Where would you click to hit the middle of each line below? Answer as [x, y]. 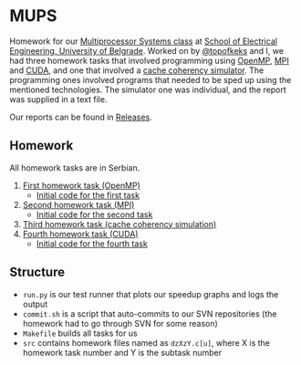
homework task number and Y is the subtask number [122, 352]
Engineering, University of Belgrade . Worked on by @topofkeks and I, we [147, 50]
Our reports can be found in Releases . [81, 117]
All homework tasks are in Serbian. [75, 167]
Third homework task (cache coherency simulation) [119, 224]
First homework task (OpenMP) [82, 185]
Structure [37, 272]
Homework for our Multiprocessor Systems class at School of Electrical [144, 41]
